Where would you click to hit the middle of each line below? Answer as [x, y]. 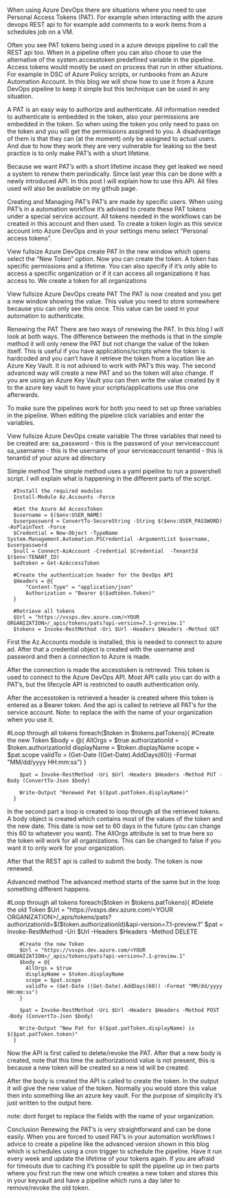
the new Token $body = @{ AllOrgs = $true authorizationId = [93, 740]
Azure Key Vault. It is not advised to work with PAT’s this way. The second [112, 366]
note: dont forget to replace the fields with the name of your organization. [111, 1116]
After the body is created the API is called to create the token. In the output [113, 1081]
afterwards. [23, 395]
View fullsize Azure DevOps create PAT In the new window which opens [109, 251]
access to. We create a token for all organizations [77, 280]
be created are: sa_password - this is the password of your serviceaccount [113, 443]
